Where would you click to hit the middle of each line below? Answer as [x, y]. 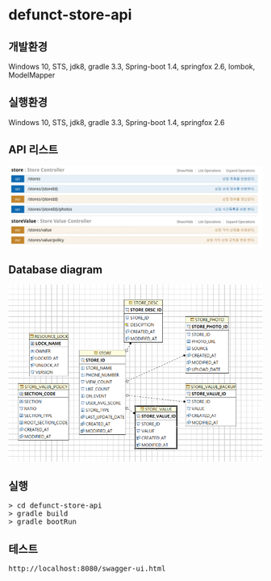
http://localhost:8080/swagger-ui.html [87, 569]
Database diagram [56, 269]
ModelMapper [32, 75]
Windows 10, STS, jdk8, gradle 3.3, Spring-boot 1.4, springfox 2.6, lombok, [132, 67]
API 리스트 [33, 150]
